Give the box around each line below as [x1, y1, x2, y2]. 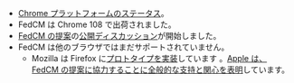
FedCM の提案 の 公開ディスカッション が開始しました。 [17, 31, 222, 41]
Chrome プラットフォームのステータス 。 [17, 8, 169, 18]
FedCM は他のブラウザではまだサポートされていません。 [17, 41, 230, 52]
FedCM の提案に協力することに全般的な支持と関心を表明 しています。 [31, 64, 290, 75]
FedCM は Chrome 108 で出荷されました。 [17, 19, 176, 30]
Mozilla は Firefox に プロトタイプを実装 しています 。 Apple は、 [31, 53, 268, 63]
